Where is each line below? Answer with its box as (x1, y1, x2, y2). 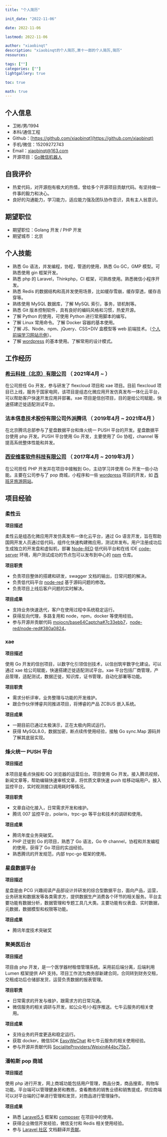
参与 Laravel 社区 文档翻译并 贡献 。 (12, 1126, 83, 1133)
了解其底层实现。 (12, 734, 48, 740)
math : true (5, 89, 28, 94)
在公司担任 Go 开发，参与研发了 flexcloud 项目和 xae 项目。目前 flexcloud (5, 383, 156, 389)
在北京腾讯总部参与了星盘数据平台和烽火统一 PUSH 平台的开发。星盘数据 (5, 427, 155, 433)
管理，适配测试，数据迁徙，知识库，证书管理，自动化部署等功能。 (9, 673, 145, 679)
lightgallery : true (5, 71, 46, 76)
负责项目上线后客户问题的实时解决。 (12, 586, 87, 592)
